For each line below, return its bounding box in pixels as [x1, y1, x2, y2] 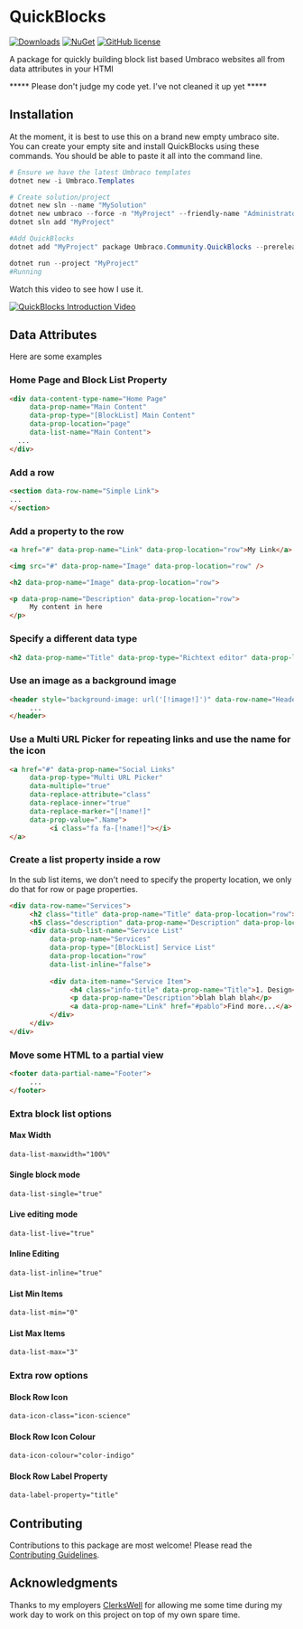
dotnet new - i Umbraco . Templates [9, 176, 135, 185]
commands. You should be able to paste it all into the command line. [9, 150, 263, 161]
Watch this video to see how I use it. [9, 283, 144, 295]
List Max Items [9, 1327, 66, 1339]
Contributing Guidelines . [9, 1549, 100, 1560]
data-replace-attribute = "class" [29, 790, 151, 799]
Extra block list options [9, 1107, 113, 1120]
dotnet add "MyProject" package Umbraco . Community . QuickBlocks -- [9, 242, 264, 251]
